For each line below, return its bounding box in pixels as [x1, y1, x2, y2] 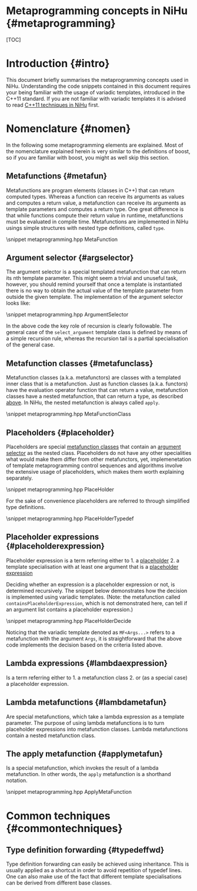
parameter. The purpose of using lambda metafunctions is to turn [6, 719, 165, 726]
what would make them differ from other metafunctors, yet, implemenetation [6, 456, 192, 463]
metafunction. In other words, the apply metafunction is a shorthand [6, 771, 172, 778]
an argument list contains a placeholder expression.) [6, 606, 133, 613]
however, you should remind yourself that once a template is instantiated [6, 281, 182, 288]
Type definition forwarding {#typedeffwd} [6, 844, 165, 855]
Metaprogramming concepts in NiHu [6, 4, 188, 18]
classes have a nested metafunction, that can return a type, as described [6, 393, 183, 400]
